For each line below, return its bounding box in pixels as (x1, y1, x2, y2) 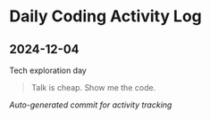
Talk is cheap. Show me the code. (30, 83, 156, 92)
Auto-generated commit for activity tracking (9, 99, 172, 110)
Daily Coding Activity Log (9, 6, 203, 27)
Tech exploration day (9, 65, 87, 75)
